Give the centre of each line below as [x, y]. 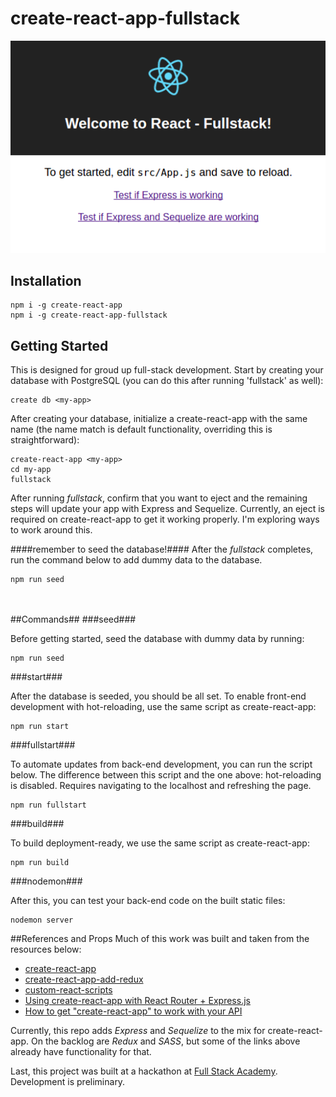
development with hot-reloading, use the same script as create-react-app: [163, 707]
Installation [46, 280]
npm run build [40, 863]
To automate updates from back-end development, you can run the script [161, 764]
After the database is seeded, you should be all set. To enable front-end [158, 696]
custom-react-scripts [68, 990]
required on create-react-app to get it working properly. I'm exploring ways [165, 519]
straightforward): [45, 440]
